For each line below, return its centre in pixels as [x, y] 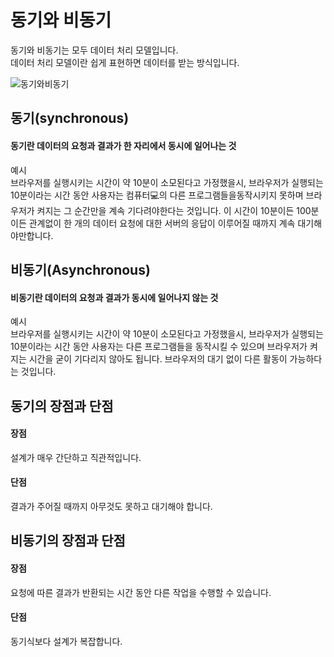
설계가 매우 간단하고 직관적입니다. [76, 457]
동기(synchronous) [70, 118]
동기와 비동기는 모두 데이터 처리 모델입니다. [94, 50]
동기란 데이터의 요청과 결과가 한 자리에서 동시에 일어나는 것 [123, 145]
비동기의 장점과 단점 [68, 541]
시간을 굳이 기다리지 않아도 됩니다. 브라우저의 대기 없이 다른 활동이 [158, 359]
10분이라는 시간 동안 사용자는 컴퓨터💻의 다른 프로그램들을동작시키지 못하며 [157, 195]
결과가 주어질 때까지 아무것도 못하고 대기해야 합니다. [111, 506]
